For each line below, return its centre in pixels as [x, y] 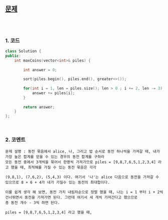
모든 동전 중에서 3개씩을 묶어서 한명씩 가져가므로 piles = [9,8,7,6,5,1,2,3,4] [81, 162]
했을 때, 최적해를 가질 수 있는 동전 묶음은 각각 [54, 167]
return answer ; [39, 107]
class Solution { [23, 51]
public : [13, 56]
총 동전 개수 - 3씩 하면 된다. [33, 202]
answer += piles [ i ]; [53, 93]
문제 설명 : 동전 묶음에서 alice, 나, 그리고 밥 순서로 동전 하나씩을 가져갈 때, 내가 [82, 151]
